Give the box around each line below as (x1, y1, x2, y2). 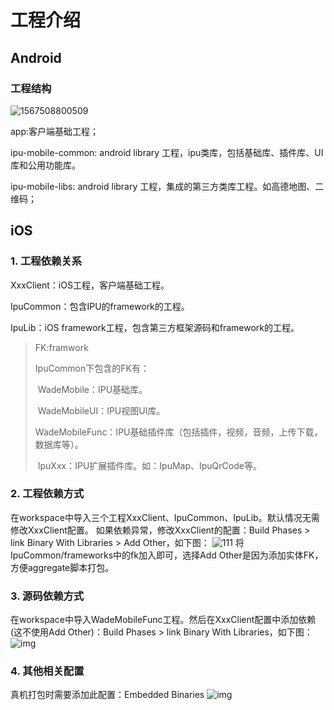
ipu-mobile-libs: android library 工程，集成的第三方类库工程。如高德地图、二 (10, 180, 325, 192)
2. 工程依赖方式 (10, 487, 85, 501)
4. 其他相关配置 (10, 664, 85, 678)
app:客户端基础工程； (10, 125, 100, 137)
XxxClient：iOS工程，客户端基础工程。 (10, 279, 170, 291)
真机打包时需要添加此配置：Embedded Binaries (10, 689, 205, 701)
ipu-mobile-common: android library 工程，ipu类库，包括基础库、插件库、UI (10, 146, 324, 158)
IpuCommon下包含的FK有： (34, 362, 150, 374)
